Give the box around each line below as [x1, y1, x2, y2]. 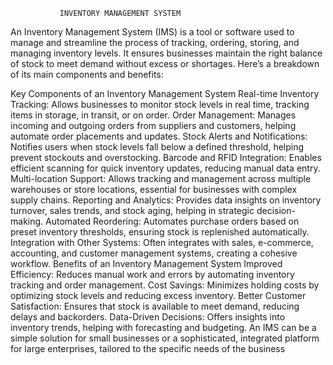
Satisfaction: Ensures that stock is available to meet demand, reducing [10, 300, 300, 312]
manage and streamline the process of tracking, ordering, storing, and [10, 37, 300, 48]
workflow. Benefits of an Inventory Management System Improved [10, 258, 283, 269]
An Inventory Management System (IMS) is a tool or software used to [10, 26, 295, 38]
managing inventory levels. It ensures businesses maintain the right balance [10, 47, 323, 59]
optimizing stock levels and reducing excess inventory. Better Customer [10, 290, 307, 301]
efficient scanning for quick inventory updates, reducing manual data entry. [10, 162, 321, 174]
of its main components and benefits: [10, 69, 164, 80]
